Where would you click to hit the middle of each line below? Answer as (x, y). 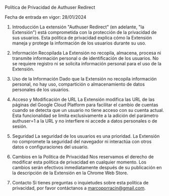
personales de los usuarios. (41, 90)
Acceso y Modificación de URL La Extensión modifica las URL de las (83, 99)
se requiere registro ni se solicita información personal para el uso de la (87, 64)
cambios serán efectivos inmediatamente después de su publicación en (87, 167)
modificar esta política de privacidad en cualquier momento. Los (79, 162)
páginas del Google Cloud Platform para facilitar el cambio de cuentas (85, 105)
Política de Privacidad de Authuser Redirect (50, 7)
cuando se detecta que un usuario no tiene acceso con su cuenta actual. (88, 110)
